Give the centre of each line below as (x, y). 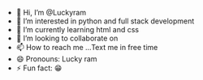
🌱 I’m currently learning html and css (78, 29)
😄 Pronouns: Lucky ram (56, 59)
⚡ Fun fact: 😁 (39, 68)
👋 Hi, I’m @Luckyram (51, 13)
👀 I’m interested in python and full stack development (105, 21)
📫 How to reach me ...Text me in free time (87, 47)
